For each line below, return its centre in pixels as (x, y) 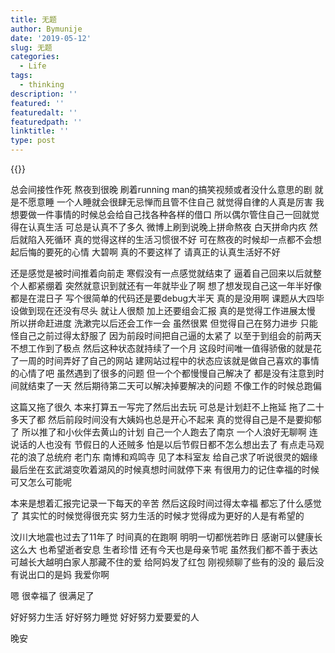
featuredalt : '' (44, 112)
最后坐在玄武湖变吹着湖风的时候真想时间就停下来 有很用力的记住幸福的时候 (165, 469)
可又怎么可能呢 (41, 482)
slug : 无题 (31, 47)
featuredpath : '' (46, 122)
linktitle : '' (40, 131)
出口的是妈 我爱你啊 (68, 574)
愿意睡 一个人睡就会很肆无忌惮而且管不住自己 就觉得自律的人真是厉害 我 (176, 202)
